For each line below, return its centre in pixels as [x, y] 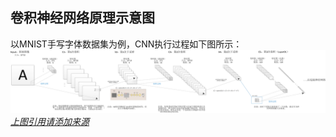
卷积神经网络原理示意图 [82, 18]
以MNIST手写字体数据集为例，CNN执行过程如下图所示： [126, 44]
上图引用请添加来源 [50, 122]
